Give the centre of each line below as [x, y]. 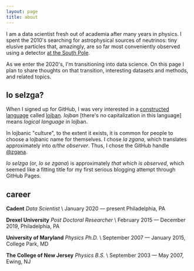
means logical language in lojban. [47, 122]
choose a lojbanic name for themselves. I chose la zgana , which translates [96, 140]
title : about [22, 17]
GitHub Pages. [24, 176]
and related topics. [29, 77]
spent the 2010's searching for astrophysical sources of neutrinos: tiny [92, 40]
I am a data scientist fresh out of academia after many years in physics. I [94, 34]
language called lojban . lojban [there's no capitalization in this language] [94, 115]
